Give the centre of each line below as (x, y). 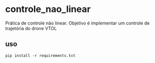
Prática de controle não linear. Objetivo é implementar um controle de (77, 23)
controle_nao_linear (48, 9)
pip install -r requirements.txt (40, 55)
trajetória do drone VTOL (31, 28)
